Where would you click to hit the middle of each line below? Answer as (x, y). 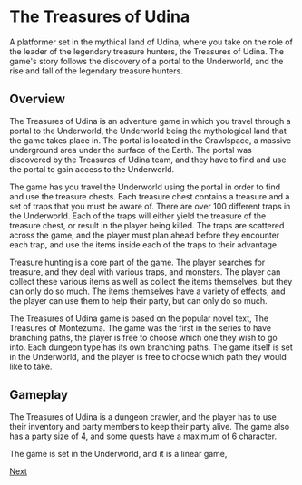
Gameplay (39, 395)
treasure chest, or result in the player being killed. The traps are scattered (147, 225)
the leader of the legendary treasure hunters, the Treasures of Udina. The (146, 51)
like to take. (31, 366)
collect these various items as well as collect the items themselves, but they (151, 281)
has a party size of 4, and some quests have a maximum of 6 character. (143, 436)
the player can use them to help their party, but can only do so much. (138, 300)
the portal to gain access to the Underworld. (92, 169)
